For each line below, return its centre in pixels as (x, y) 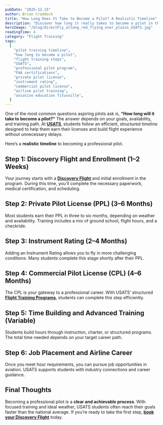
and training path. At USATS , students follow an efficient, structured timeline (81, 124)
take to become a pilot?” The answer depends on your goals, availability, (78, 119)
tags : (10, 41)
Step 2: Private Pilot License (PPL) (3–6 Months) (79, 204)
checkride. (16, 226)
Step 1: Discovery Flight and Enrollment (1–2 (73, 159)
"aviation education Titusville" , (49, 95)
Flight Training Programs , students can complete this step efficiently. (75, 298)
